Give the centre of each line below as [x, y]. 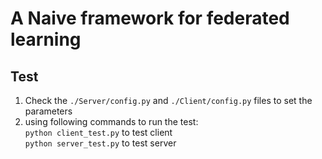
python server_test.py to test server [100, 143]
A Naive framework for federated [150, 18]
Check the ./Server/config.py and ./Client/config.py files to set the [168, 100]
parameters [48, 111]
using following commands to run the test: [111, 121]
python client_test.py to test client [98, 132]
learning [46, 39]
